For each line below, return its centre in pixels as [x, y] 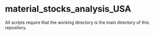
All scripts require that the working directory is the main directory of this [77, 22]
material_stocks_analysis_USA [68, 9]
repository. [16, 27]
